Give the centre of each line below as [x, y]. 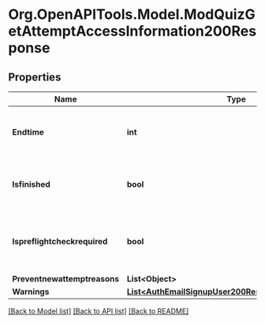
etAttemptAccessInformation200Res [132, 31]
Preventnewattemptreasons [66, 279]
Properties [35, 77]
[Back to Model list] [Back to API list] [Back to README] [99, 311]
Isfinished [32, 184]
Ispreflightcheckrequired [60, 241]
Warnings [31, 291]
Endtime [28, 132]
